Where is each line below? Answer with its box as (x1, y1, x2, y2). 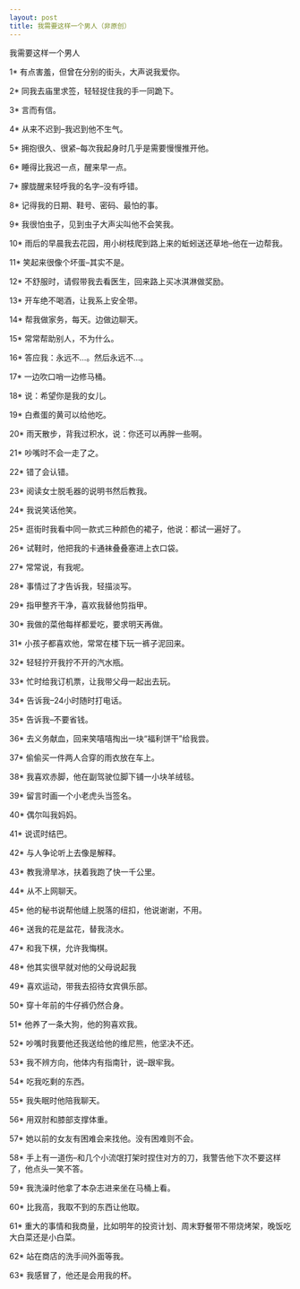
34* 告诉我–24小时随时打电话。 (9, 695, 127, 705)
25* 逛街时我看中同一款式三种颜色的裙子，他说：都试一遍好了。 (9, 523, 246, 534)
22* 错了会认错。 (9, 466, 74, 477)
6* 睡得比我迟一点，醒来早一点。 (9, 161, 132, 172)
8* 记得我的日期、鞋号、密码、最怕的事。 (9, 199, 163, 211)
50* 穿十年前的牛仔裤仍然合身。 (9, 999, 129, 1010)
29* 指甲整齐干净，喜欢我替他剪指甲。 (9, 600, 152, 610)
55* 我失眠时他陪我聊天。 (9, 1094, 105, 1105)
